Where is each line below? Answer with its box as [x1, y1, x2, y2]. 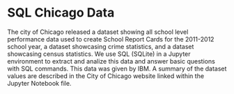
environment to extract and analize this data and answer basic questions [7, 57, 216, 65]
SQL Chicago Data [7, 5, 115, 21]
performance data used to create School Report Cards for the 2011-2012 [7, 35, 214, 43]
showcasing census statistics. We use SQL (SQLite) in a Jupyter [7, 50, 191, 58]
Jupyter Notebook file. [7, 79, 72, 87]
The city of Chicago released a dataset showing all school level [7, 28, 189, 36]
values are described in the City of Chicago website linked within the [7, 71, 204, 80]
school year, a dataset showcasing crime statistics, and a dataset [7, 42, 194, 50]
